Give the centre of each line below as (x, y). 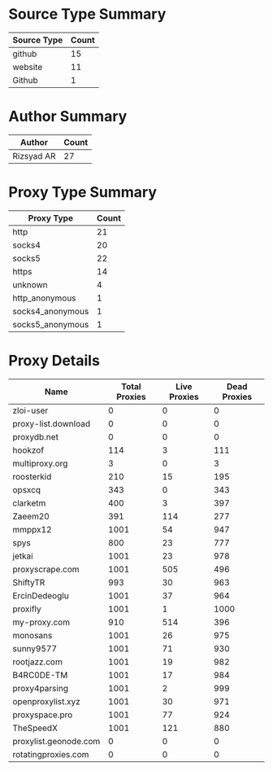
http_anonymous (44, 298)
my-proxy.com (41, 622)
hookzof (28, 450)
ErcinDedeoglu (41, 595)
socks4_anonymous (51, 311)
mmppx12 (32, 529)
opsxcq (27, 489)
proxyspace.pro (43, 715)
